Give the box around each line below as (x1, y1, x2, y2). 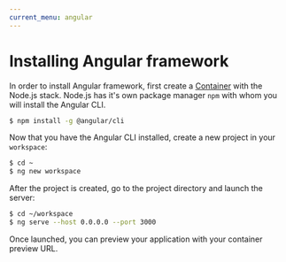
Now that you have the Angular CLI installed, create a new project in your (9, 132, 276, 143)
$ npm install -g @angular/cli (9, 116, 125, 125)
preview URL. (9, 243, 58, 253)
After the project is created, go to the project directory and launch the (9, 183, 263, 194)
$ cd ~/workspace (9, 210, 73, 219)
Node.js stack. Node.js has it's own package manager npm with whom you (9, 89, 277, 100)
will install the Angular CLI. (9, 99, 106, 110)
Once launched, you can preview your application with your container (9, 234, 263, 244)
